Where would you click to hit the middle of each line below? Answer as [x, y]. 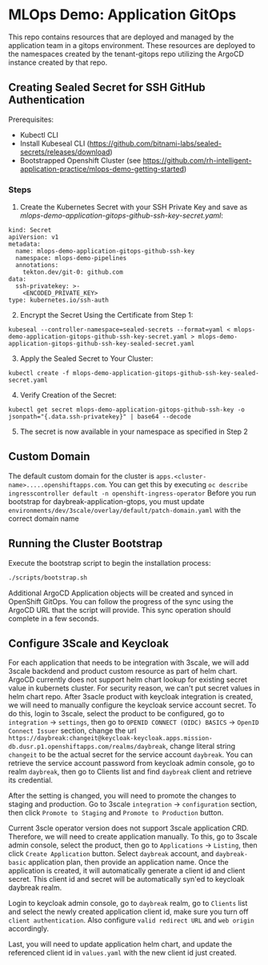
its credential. [31, 780]
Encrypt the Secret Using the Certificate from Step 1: [106, 315]
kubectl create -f [39, 374]
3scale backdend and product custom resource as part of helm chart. [123, 671]
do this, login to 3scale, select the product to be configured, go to [116, 714]
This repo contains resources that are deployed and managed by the [121, 37]
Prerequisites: [31, 119]
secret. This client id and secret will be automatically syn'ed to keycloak [127, 879]
